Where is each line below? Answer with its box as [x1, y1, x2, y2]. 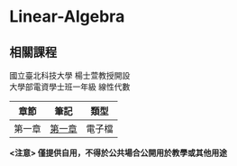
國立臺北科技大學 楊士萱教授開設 [9, 70, 131, 80]
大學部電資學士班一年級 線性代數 [9, 81, 131, 92]
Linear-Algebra [9, 6, 125, 27]
